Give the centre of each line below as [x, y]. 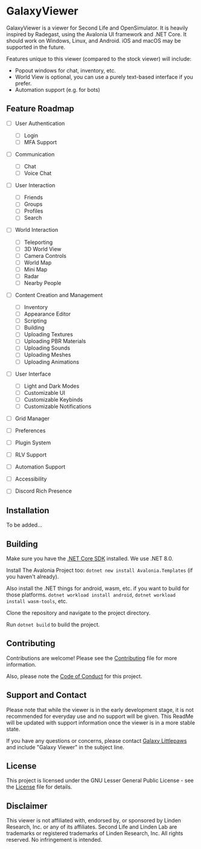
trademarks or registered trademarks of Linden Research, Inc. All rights [95, 833]
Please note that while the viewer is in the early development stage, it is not [100, 710]
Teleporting [38, 242]
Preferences [30, 431]
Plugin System [33, 443]
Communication [35, 154]
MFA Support [40, 142]
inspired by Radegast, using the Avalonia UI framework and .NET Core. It [97, 34]
